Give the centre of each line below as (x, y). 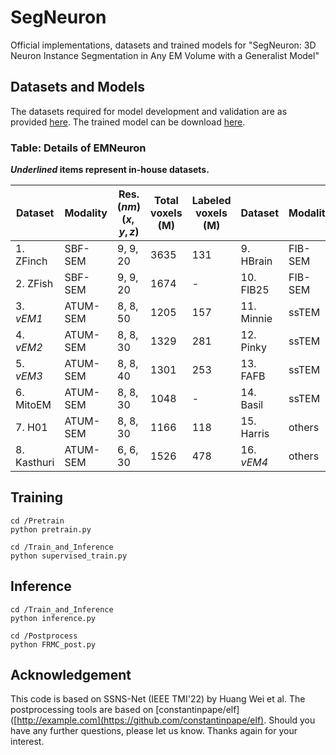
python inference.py (53, 618)
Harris (255, 434)
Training (37, 497)
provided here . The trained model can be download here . (128, 122)
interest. (27, 742)
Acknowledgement (71, 675)
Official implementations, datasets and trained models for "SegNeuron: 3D (163, 45)
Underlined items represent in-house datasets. (110, 170)
